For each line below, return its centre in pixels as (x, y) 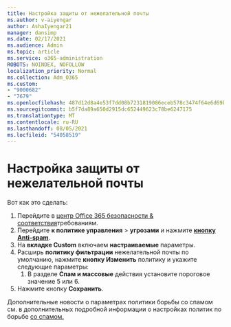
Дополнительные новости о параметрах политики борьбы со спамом (110, 302)
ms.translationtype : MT (41, 115)
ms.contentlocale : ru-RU (43, 122)
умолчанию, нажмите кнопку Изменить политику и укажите (107, 260)
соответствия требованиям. (57, 223)
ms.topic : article (33, 52)
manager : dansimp (32, 33)
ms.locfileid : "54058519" (44, 135)
